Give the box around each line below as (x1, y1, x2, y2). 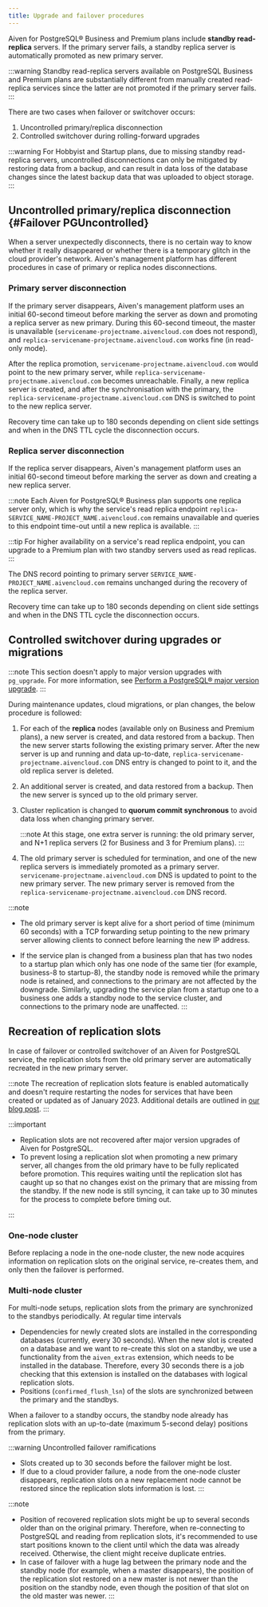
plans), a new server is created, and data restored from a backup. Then (19, 732, 254, 742)
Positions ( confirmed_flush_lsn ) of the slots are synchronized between (19, 1386, 254, 1396)
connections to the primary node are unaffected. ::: (19, 1001, 187, 1011)
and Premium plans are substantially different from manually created (8, 74, 234, 84)
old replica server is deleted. (19, 766, 114, 775)
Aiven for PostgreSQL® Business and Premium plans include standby (8, 34, 236, 43)
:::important (8, 1120, 46, 1129)
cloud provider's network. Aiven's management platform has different (8, 254, 237, 264)
